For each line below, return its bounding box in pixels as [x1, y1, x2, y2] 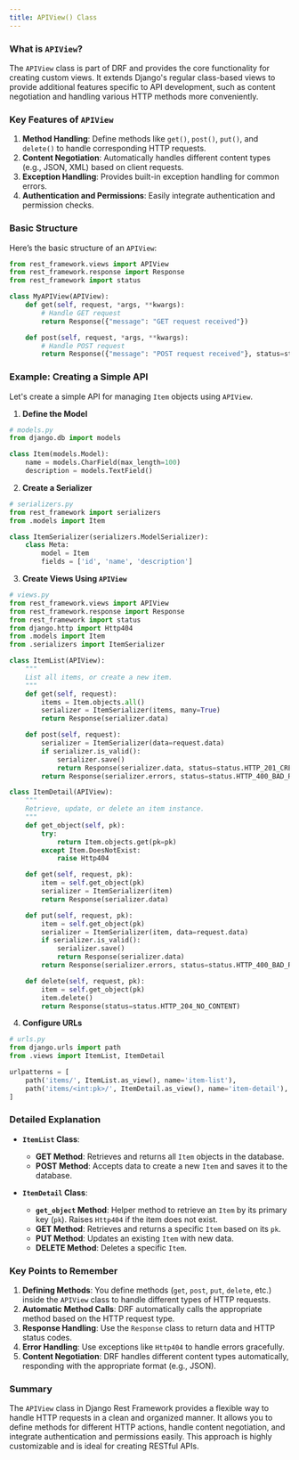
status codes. [21, 1333, 73, 1343]
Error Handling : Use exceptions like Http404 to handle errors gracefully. [21, 1342, 285, 1352]
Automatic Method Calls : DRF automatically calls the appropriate [21, 1304, 263, 1315]
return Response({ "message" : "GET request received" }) [41, 317, 249, 326]
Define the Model [21, 408, 88, 419]
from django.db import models [9, 434, 122, 443]
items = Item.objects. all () [41, 697, 145, 706]
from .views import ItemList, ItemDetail [9, 1052, 166, 1061]
